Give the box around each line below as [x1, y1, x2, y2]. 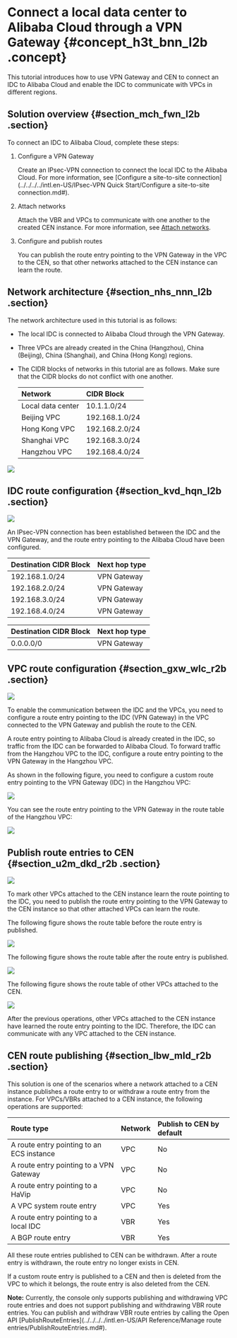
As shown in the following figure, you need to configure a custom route [7, 771, 214, 779]
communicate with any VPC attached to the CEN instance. [7, 1030, 176, 1037]
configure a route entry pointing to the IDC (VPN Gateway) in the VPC [7, 713, 209, 722]
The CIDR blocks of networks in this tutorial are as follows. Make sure [17, 364, 220, 373]
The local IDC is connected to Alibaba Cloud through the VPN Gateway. [17, 330, 225, 338]
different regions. [7, 88, 58, 96]
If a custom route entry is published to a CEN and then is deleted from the [7, 1271, 221, 1281]
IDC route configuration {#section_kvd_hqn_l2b [7, 485, 222, 497]
